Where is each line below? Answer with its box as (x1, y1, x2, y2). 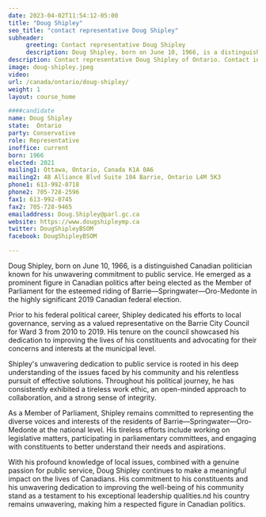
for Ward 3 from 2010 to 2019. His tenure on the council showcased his (8, 327, 240, 336)
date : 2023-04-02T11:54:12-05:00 (8, 11, 119, 20)
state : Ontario (8, 122, 62, 130)
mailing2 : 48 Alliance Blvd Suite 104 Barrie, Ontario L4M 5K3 (8, 174, 222, 182)
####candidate (8, 107, 55, 115)
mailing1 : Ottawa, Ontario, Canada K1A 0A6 (8, 166, 154, 174)
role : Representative (8, 136, 80, 144)
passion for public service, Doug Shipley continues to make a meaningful (8, 465, 247, 475)
